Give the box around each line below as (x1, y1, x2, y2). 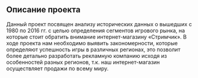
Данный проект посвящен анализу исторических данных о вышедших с (6, 20, 193, 27)
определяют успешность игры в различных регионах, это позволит (6, 46, 181, 53)
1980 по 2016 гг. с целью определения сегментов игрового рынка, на (6, 27, 185, 34)
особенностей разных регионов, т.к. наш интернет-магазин (6, 58, 160, 65)
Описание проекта (6, 5, 81, 15)
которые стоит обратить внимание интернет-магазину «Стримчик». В (6, 33, 187, 40)
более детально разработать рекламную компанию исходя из (6, 52, 167, 59)
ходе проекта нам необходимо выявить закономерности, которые (6, 39, 178, 46)
